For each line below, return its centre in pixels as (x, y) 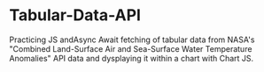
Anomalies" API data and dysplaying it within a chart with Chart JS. (132, 58)
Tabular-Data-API (75, 15)
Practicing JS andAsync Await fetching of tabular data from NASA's (132, 40)
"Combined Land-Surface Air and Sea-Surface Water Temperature (131, 48)
